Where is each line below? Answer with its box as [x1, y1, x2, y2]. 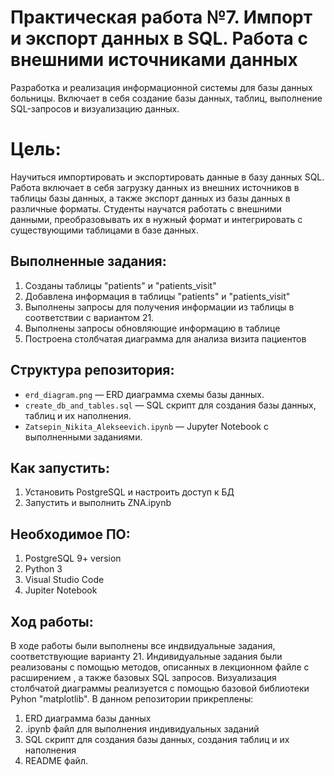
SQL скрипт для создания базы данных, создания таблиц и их [24, 733, 290, 745]
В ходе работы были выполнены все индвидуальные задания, [10, 639, 276, 651]
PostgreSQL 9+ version [24, 552, 122, 565]
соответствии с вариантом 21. [24, 311, 155, 323]
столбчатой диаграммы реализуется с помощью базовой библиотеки [10, 682, 310, 694]
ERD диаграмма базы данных [24, 712, 152, 724]
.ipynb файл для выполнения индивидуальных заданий [24, 722, 260, 735]
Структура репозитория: [10, 362, 175, 379]
